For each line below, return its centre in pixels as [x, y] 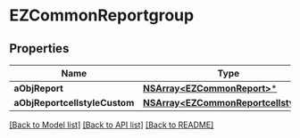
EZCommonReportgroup [102, 16]
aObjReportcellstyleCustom [74, 103]
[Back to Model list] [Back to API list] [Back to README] [112, 125]
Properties [39, 49]
